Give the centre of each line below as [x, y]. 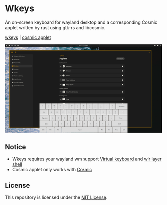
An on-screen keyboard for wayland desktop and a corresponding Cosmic [81, 22]
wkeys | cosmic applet [28, 37]
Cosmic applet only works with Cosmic [52, 170]
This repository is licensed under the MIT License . [56, 197]
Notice [16, 147]
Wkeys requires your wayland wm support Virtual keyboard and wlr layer [87, 159]
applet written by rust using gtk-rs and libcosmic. [55, 27]
